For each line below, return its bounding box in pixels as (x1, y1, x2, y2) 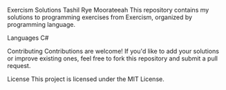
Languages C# (7, 34, 49, 42)
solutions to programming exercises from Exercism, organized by (7, 13, 192, 21)
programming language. (7, 21, 76, 28)
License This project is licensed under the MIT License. (7, 75, 164, 83)
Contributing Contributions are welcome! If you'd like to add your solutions (7, 47, 220, 55)
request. (7, 62, 31, 69)
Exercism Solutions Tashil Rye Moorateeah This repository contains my (7, 6, 209, 14)
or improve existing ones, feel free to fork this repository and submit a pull (7, 54, 218, 63)
